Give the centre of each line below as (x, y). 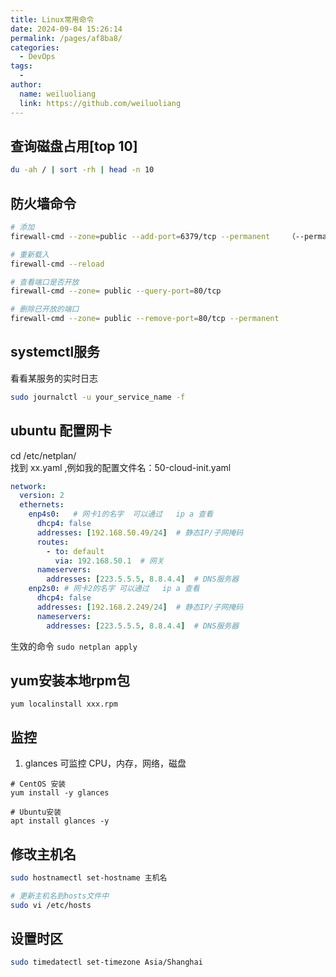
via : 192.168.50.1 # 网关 (109, 561)
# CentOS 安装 (38, 784)
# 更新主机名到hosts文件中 (60, 896)
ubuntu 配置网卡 (61, 431)
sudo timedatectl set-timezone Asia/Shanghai (106, 962)
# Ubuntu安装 (36, 812)
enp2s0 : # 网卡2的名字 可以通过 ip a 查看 (114, 589)
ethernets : (42, 505)
